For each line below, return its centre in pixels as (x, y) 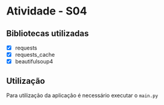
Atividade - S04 (47, 11)
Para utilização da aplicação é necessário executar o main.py (82, 95)
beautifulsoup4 (34, 62)
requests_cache (35, 55)
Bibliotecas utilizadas (48, 33)
